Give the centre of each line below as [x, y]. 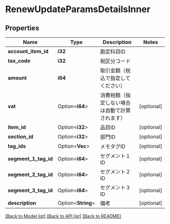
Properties [22, 28]
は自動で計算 [116, 110]
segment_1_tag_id [30, 159]
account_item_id [28, 51]
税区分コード [116, 61]
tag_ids [17, 146]
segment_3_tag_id [30, 190]
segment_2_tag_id [30, 174]
